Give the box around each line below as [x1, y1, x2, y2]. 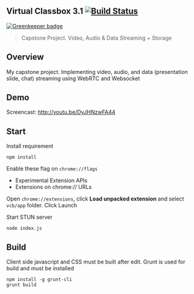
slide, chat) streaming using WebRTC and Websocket [6, 75, 140, 82]
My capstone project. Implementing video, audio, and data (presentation [6, 68, 188, 75]
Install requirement [6, 142, 54, 150]
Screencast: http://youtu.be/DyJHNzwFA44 [6, 108, 116, 116]
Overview [6, 52, 45, 62]
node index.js [6, 226, 43, 232]
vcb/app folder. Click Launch [6, 202, 77, 209]
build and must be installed [6, 265, 74, 272]
